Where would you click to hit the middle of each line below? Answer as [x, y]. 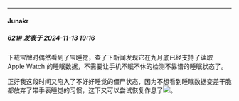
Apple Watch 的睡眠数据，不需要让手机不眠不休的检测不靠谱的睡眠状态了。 [117, 66]
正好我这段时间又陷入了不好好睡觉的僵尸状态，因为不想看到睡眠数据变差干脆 [119, 81]
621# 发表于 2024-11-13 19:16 [51, 38]
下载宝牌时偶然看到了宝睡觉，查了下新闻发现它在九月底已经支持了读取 [110, 57]
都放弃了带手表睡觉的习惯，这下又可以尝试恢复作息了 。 [92, 90]
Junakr [18, 21]
